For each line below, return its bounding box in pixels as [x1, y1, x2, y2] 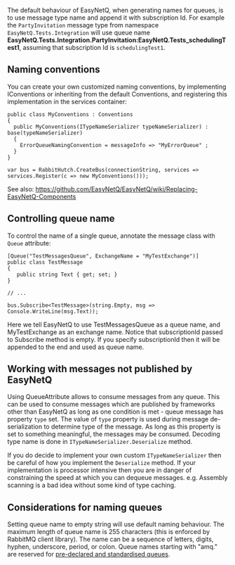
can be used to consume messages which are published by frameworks [7, 400, 215, 409]
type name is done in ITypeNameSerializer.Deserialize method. [7, 438, 193, 446]
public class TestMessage [7, 258, 83, 266]
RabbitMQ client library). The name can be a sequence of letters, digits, [7, 535, 214, 544]
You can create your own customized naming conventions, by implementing [7, 82, 227, 91]
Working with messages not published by [7, 363, 193, 375]
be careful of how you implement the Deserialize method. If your [7, 459, 196, 467]
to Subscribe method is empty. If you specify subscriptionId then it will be [7, 335, 220, 343]
